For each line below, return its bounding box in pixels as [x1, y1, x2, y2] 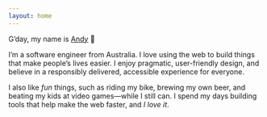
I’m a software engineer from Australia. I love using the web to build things [8, 49, 256, 59]
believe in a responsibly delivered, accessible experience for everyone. [8, 66, 244, 77]
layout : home [8, 11, 52, 20]
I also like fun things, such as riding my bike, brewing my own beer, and [8, 82, 246, 92]
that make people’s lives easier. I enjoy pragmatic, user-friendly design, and [8, 58, 260, 68]
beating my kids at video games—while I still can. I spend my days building [8, 90, 257, 101]
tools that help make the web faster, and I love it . [8, 99, 169, 109]
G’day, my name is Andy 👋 [8, 34, 95, 44]
